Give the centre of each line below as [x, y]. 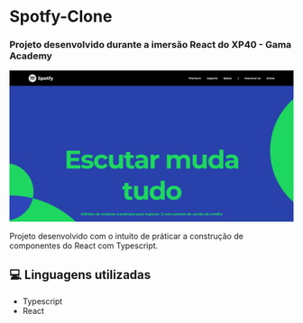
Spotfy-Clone [61, 17]
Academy [31, 56]
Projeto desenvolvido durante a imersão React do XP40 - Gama [151, 45]
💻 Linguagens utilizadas [80, 275]
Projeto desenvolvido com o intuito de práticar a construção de [126, 236]
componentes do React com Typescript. [84, 246]
